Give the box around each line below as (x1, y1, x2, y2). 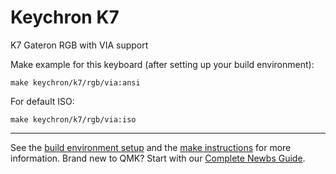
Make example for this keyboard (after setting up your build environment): (10, 58, 315, 70)
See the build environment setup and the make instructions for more (10, 141, 292, 153)
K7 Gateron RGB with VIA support (10, 39, 149, 51)
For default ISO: (10, 95, 75, 107)
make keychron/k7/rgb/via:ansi (10, 77, 141, 88)
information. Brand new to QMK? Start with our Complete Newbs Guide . (10, 152, 306, 164)
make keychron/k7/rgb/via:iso (10, 114, 137, 125)
